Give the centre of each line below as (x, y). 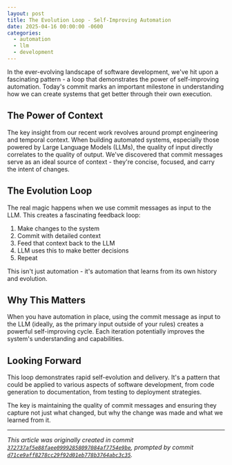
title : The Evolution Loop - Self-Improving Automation (89, 20)
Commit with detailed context (59, 235)
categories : (24, 33)
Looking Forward (44, 361)
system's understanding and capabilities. (66, 339)
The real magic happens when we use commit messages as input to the (109, 208)
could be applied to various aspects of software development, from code (111, 385)
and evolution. (27, 278)
